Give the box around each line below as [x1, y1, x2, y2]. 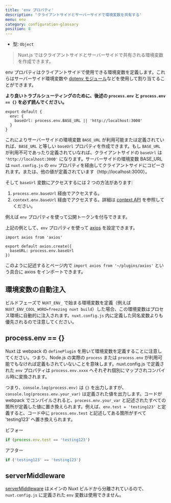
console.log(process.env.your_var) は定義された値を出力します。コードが [5, 391, 162, 397]
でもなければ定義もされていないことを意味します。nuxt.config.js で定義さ [9, 361, 164, 367]
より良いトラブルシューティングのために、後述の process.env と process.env [5, 93, 166, 99]
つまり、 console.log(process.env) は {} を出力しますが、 [5, 384, 127, 390]
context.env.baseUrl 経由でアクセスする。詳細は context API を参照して [12, 197, 165, 203]
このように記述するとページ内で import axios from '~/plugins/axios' [5, 262, 154, 268]
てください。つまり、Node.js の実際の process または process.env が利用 [5, 354, 158, 360]
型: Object [12, 41, 34, 47]
